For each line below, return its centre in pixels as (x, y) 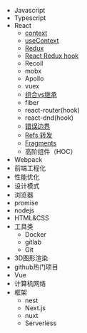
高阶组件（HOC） (51, 152)
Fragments (41, 143)
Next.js (35, 308)
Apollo (34, 78)
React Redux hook (52, 56)
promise (26, 203)
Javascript (30, 10)
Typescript (30, 18)
